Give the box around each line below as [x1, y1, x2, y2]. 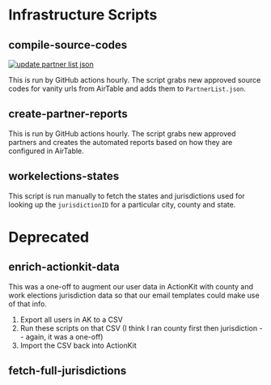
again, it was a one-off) [25, 332, 104, 341]
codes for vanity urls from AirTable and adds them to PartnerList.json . [8, 83, 247, 93]
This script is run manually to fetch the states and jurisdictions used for [8, 190, 245, 200]
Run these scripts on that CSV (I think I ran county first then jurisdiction [19, 323, 257, 333]
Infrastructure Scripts [8, 6, 158, 24]
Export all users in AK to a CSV [19, 314, 123, 324]
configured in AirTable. [8, 146, 85, 156]
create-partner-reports [8, 107, 128, 121]
